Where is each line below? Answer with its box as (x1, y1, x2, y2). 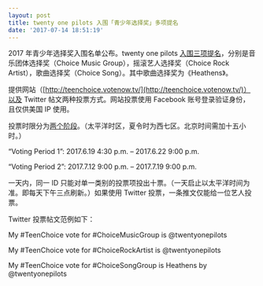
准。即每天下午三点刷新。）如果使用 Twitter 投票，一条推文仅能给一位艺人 (8, 188, 246, 197)
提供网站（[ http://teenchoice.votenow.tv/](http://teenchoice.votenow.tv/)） (8, 85, 251, 94)
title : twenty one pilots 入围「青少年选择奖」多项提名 (8, 19, 179, 27)
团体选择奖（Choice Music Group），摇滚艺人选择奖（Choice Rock (14, 58, 230, 68)
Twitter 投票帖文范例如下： (8, 214, 95, 224)
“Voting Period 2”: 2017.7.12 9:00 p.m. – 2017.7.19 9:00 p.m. (8, 162, 197, 171)
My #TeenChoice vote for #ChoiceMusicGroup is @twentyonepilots (8, 230, 228, 240)
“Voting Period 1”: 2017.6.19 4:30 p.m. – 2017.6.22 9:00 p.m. (8, 147, 199, 156)
